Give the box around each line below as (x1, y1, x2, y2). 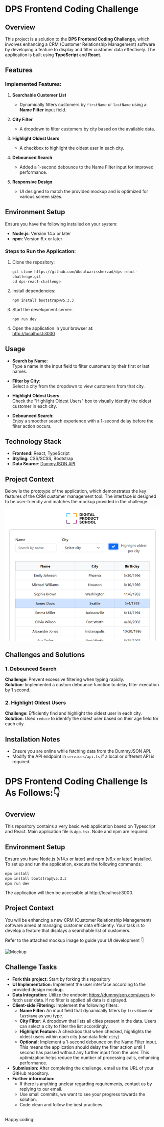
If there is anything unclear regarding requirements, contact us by (19, 1081, 152, 1087)
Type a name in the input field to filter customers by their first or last (12, 363, 150, 369)
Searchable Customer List (12, 92, 67, 98)
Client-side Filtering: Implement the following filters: (12, 1002, 119, 1008)
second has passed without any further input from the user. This (19, 1049, 149, 1055)
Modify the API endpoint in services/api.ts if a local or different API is (12, 753, 155, 759)
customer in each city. (12, 403, 57, 409)
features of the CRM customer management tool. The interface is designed (5, 493, 157, 499)
